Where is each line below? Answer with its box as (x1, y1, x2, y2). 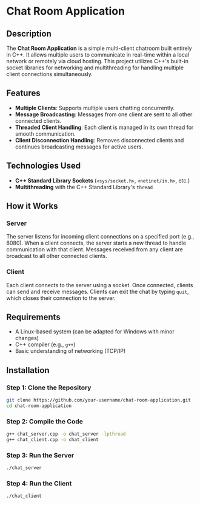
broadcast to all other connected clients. (6, 252, 107, 260)
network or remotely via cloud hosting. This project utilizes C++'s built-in (6, 58, 189, 64)
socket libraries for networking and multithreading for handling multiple (6, 64, 184, 71)
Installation (6, 365, 50, 375)
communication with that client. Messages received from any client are (6, 246, 183, 253)
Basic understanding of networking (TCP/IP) (15, 347, 126, 355)
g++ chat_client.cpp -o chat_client (6, 437, 99, 443)
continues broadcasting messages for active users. (15, 143, 144, 150)
